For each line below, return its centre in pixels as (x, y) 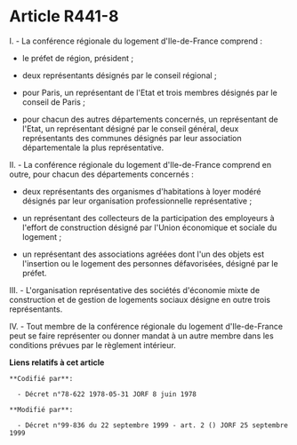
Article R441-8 (64, 16)
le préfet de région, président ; (78, 58)
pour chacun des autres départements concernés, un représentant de (150, 119)
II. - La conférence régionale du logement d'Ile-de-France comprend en (140, 164)
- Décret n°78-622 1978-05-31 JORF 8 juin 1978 (107, 394)
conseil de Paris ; (54, 102)
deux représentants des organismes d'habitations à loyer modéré (141, 191)
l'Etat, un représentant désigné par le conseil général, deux (130, 128)
